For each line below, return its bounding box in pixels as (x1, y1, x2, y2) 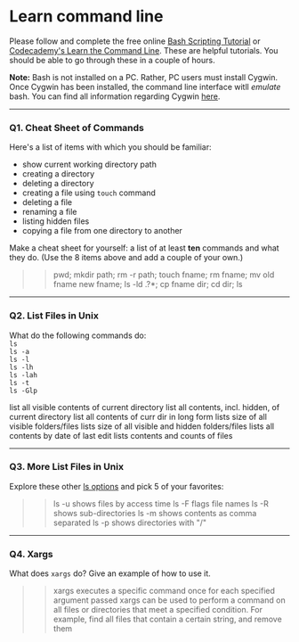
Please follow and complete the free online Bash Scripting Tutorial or (9, 36, 261, 46)
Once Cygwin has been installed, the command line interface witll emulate (9, 81, 281, 92)
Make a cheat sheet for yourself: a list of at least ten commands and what (9, 243, 279, 253)
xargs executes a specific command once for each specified (53, 586, 276, 597)
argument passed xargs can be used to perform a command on (53, 595, 287, 605)
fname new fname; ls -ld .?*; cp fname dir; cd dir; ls (53, 279, 243, 290)
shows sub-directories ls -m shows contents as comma (53, 507, 257, 518)
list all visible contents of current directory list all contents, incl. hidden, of (9, 401, 280, 412)
